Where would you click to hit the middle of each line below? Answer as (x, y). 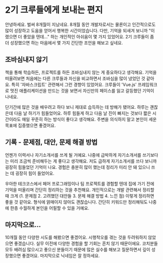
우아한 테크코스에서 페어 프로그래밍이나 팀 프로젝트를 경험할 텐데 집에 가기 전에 (80, 183)
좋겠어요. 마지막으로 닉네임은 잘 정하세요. (61, 256)
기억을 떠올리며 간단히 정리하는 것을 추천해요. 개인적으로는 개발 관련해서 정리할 (80, 190)
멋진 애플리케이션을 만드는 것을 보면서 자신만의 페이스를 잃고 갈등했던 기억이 (82, 90)
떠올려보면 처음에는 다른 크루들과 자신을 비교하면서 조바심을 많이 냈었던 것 (75, 78)
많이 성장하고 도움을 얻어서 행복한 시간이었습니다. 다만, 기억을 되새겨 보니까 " (78, 30)
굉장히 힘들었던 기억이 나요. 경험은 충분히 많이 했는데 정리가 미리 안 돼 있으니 (78, 167)
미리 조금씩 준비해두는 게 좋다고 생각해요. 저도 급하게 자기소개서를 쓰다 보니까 (83, 161)
